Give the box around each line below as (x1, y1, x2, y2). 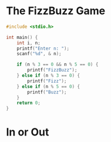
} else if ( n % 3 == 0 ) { (16, 73, 80, 79)
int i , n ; (16, 40, 41, 46)
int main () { (6, 34, 38, 40)
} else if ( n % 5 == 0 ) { (16, 83, 80, 89)
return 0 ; (16, 100, 41, 106)
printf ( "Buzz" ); (27, 89, 67, 95)
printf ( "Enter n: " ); (16, 46, 69, 51)
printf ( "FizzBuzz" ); (27, 67, 78, 73)
